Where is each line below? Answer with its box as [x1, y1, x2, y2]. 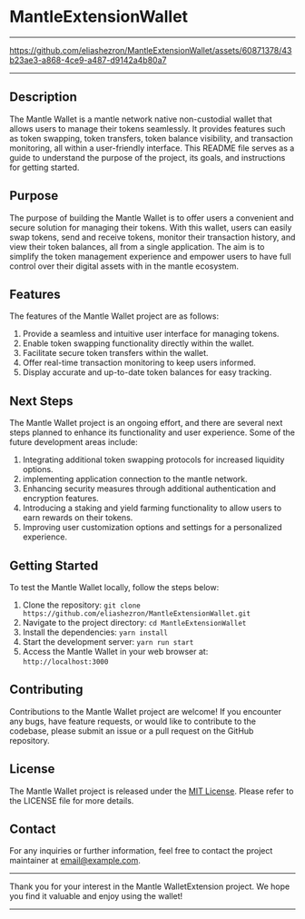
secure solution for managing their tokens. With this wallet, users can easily [9, 222, 292, 232]
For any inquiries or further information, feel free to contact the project [9, 845, 273, 856]
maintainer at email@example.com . [9, 855, 141, 866]
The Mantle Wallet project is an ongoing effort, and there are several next [9, 418, 283, 429]
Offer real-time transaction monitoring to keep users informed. [22, 357, 256, 369]
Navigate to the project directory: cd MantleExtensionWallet [22, 618, 247, 627]
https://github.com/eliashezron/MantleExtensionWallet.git [22, 609, 251, 618]
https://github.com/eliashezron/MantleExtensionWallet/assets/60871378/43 [9, 44, 292, 55]
